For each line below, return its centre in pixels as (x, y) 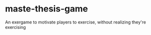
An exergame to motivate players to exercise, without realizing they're (75, 22)
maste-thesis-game (47, 9)
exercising (15, 27)
